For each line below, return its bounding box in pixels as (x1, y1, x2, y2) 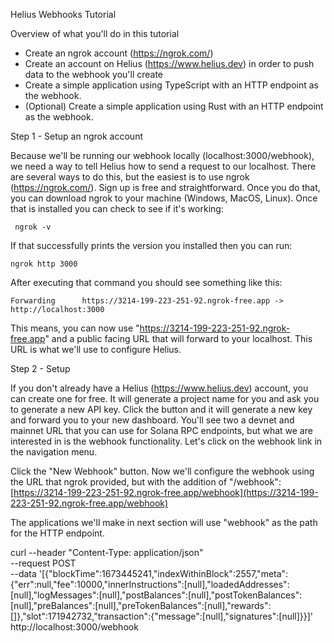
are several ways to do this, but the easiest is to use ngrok (10, 171, 250, 183)
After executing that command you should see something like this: (10, 277, 283, 288)
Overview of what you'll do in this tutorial (10, 28, 180, 39)
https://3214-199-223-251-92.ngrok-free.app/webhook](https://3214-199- (13, 487, 319, 498)
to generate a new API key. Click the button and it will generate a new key (10, 404, 313, 415)
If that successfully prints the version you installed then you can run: (10, 240, 293, 251)
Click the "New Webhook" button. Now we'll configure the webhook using (10, 465, 315, 477)
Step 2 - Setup (10, 363, 71, 374)
